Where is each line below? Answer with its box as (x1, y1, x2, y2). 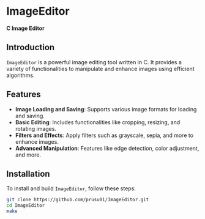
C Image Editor (6, 24, 45, 32)
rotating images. (15, 125, 57, 132)
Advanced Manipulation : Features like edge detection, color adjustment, (15, 144, 199, 152)
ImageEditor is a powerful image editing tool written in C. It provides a (6, 58, 182, 65)
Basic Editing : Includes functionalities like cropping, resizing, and (15, 118, 181, 126)
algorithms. (6, 72, 35, 79)
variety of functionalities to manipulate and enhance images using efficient (6, 65, 195, 72)
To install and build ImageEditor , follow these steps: (6, 185, 136, 192)
